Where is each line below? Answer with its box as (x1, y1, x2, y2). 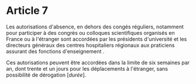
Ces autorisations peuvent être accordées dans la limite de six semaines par (6, 59, 190, 66)
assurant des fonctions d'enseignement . (6, 48, 105, 54)
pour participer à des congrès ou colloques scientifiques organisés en (6, 29, 175, 36)
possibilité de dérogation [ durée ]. (6, 71, 87, 78)
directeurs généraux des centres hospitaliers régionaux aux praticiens (6, 42, 175, 49)
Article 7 (6, 4, 49, 17)
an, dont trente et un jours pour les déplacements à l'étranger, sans (6, 65, 169, 72)
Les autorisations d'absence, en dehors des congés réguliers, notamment (6, 23, 184, 30)
